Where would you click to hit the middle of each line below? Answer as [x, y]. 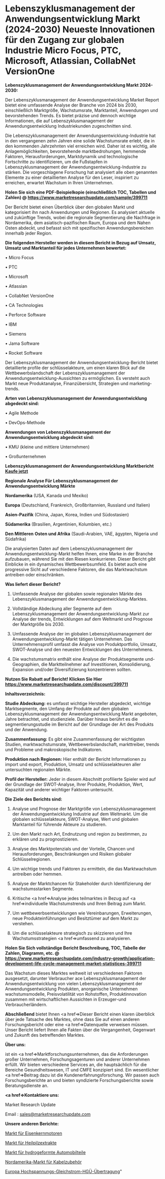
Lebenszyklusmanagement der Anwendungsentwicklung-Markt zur [81, 613]
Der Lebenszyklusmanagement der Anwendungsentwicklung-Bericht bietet [82, 362]
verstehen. [23, 923]
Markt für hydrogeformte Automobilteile [46, 1152]
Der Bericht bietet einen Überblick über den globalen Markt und [70, 207]
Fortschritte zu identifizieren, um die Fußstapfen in [56, 162]
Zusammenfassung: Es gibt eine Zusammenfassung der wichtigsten [75, 739]
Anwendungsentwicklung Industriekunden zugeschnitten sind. [68, 126]
